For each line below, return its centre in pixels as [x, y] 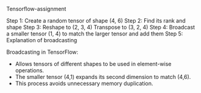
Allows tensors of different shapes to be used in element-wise [93, 64]
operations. [30, 70]
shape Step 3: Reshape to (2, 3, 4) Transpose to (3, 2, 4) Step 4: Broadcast [101, 27]
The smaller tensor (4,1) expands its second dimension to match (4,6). [103, 77]
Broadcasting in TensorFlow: [42, 52]
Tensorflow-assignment [36, 9]
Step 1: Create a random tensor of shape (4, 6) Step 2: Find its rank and [96, 20]
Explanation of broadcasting [42, 40]
